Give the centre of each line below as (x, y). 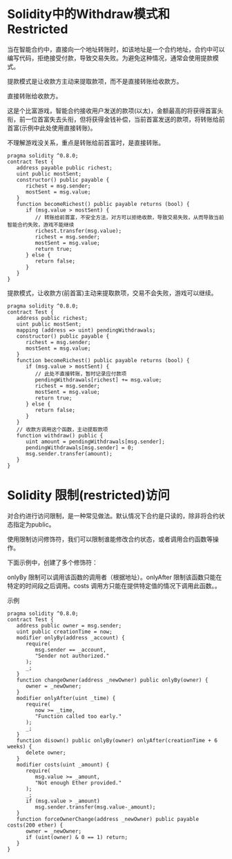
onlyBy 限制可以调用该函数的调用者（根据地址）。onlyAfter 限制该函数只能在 (115, 577)
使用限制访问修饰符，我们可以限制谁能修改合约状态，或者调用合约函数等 (110, 539)
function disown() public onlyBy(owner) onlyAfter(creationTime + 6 (117, 740)
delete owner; (46, 753)
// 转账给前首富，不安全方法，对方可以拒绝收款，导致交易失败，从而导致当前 (129, 217)
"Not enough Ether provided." (78, 783)
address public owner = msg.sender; (69, 625)
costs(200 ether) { (35, 825)
